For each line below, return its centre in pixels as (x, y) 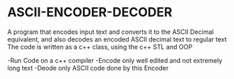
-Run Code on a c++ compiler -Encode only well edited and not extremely (115, 60)
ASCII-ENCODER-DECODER (90, 12)
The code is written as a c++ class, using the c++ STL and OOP (100, 47)
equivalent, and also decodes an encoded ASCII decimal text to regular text (117, 39)
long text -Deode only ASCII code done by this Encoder (88, 68)
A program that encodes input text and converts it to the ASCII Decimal (111, 32)
